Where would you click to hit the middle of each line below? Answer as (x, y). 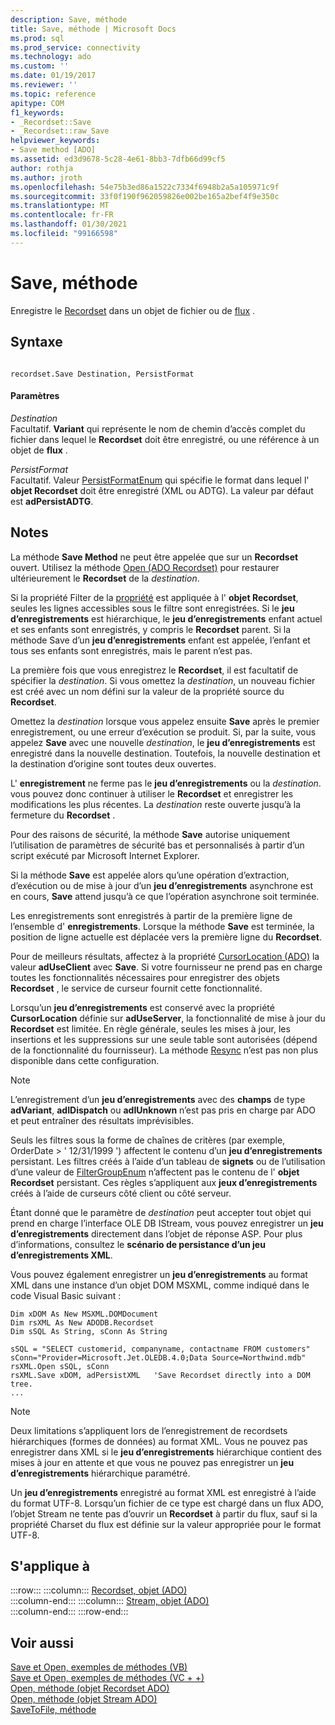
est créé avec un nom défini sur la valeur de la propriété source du (147, 691)
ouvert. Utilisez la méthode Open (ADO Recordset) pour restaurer (145, 567)
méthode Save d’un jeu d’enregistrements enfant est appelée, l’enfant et (160, 640)
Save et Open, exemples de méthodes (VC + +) (107, 1678)
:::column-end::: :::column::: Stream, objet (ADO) (110, 1601)
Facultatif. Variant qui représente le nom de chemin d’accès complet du (158, 428)
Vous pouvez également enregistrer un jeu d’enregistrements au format (159, 1274)
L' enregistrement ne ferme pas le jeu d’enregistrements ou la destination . (166, 783)
